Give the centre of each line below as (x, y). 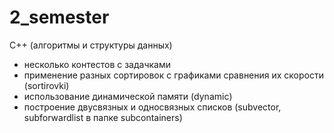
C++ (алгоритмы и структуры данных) (91, 45)
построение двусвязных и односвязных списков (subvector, (152, 107)
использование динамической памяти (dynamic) (128, 96)
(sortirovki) (46, 85)
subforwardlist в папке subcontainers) (103, 117)
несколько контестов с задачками (97, 64)
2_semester (59, 17)
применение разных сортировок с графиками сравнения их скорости (173, 75)
